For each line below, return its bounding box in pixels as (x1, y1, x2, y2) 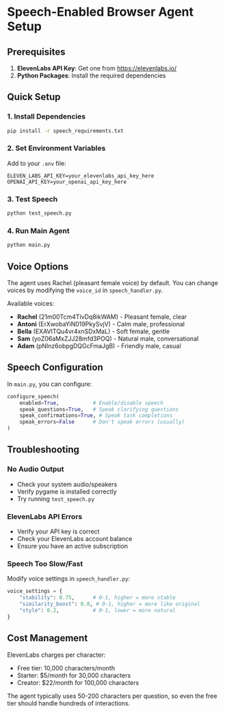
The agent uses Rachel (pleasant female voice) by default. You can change (7, 279, 219, 287)
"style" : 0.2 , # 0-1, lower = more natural (19, 607, 176, 614)
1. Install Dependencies (7, 112, 86, 121)
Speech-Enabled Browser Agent (7, 4, 194, 20)
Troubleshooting (7, 444, 80, 456)
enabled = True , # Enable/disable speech (19, 399, 164, 407)
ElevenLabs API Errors (7, 511, 83, 521)
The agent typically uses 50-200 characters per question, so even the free (7, 692, 217, 700)
